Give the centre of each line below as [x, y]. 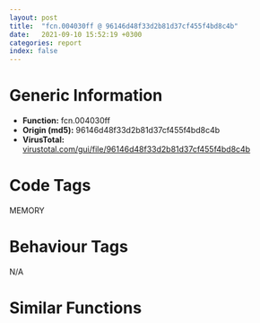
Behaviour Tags [69, 247]
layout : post [34, 18]
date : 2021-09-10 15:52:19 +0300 [76, 34]
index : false [34, 51]
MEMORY [27, 211]
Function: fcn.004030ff [66, 121]
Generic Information [86, 96]
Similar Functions [75, 308]
